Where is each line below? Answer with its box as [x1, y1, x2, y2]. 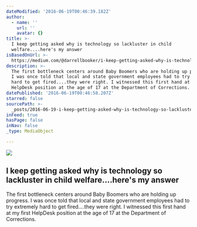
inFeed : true [6, 112, 38, 118]
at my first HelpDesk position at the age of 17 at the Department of [6, 209, 167, 216]
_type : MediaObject [6, 128, 54, 135]
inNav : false [6, 123, 38, 129]
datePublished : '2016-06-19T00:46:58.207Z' [6, 90, 114, 96]
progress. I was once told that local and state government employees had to [6, 197, 190, 204]
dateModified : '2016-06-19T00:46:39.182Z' [6, 8, 111, 15]
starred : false [6, 95, 43, 101]
